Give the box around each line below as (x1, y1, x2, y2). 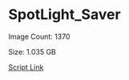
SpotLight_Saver (8, 6, 122, 24)
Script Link (8, 62, 44, 72)
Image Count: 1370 (8, 32, 71, 41)
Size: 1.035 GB (8, 47, 56, 56)
